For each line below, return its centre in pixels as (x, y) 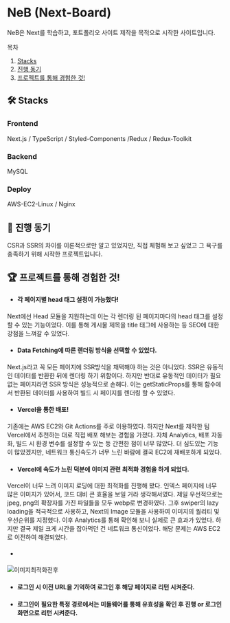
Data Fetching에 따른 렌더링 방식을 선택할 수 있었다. (87, 350)
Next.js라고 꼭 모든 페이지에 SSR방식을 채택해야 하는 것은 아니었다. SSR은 (106, 367)
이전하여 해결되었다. (41, 537)
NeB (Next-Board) (59, 13)
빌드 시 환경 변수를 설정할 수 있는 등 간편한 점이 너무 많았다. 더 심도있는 (111, 444)
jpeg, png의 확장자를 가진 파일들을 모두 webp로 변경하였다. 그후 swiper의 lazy (113, 503)
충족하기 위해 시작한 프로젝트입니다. (55, 254)
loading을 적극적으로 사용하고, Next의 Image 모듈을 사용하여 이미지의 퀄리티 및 (113, 512)
